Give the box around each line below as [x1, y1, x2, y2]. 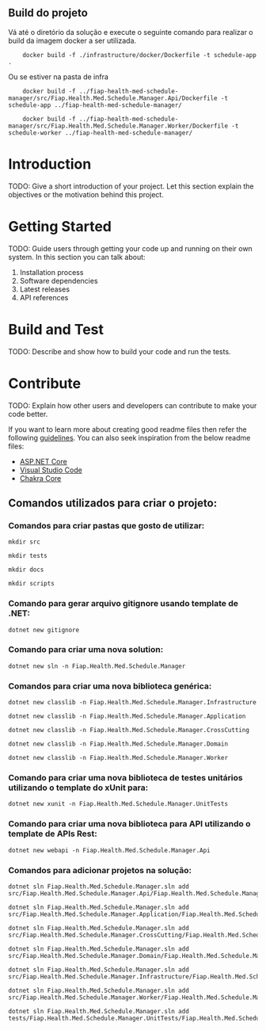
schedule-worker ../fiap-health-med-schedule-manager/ [8, 128, 193, 137]
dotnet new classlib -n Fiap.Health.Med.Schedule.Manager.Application [8, 712, 246, 720]
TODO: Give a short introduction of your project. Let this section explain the [8, 181, 254, 191]
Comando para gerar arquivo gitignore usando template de [8, 598, 239, 609]
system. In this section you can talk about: [8, 252, 146, 261]
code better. [8, 409, 48, 418]
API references [19, 292, 69, 302]
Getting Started [8, 217, 112, 235]
